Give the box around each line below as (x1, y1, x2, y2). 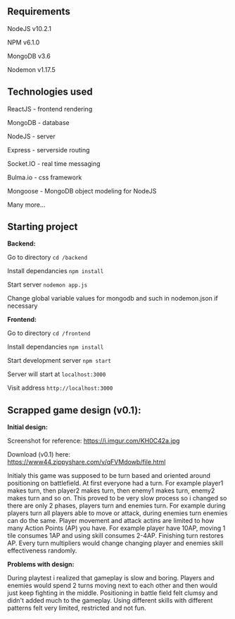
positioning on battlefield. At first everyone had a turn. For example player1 (7, 479, 224, 488)
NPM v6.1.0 (7, 38, 40, 47)
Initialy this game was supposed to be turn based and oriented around (7, 471, 211, 480)
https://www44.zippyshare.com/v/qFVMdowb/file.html (7, 458, 166, 467)
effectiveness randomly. (7, 546, 77, 555)
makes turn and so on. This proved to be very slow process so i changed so (7, 494, 227, 503)
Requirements (7, 6, 70, 18)
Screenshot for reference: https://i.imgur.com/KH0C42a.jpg (7, 437, 180, 445)
